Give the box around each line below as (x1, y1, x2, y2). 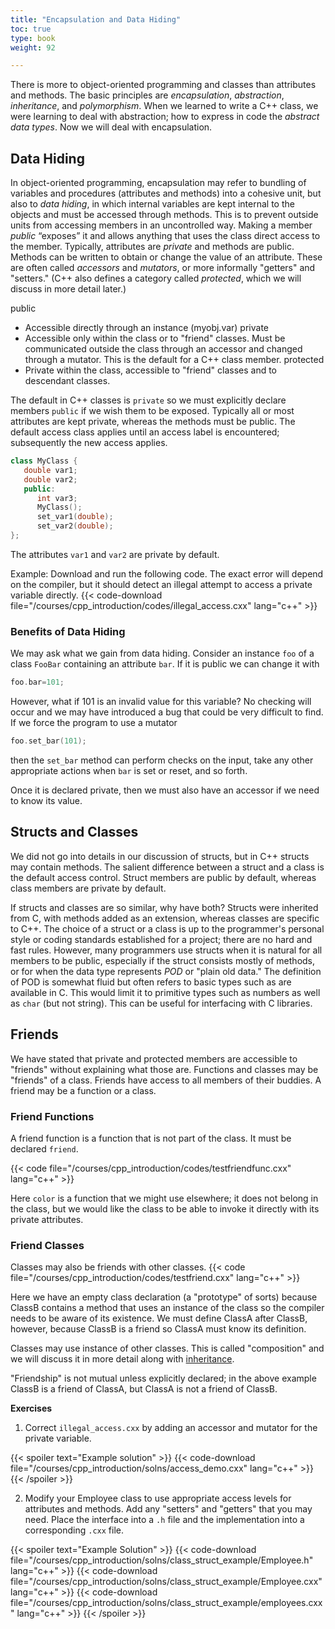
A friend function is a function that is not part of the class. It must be (10, 1132, 292, 1144)
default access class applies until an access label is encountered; (10, 426, 280, 438)
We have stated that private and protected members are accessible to (10, 1052, 298, 1065)
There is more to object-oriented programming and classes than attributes (10, 79, 317, 91)
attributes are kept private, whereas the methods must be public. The (10, 416, 296, 428)
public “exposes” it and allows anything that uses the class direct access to (10, 230, 321, 242)
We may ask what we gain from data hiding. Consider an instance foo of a (10, 647, 315, 660)
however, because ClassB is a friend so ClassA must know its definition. (10, 1323, 307, 1335)
